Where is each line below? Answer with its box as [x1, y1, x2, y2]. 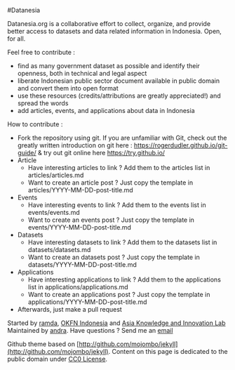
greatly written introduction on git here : [17, 141, 133, 150]
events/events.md [27, 209, 81, 216]
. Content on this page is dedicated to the [108, 348, 228, 355]
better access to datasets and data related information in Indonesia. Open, [7, 27, 222, 35]
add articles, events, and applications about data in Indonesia [17, 107, 195, 114]
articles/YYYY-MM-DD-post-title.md [27, 186, 133, 194]
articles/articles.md [27, 171, 84, 179]
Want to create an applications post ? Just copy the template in [27, 291, 210, 298]
